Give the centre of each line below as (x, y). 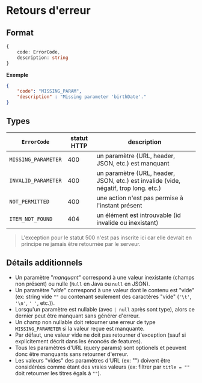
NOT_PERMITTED (29, 201)
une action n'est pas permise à (140, 198)
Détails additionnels (44, 263)
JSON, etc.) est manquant (133, 163)
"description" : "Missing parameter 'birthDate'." (82, 97)
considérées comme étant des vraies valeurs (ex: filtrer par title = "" (103, 367)
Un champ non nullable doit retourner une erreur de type (85, 322)
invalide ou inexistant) (127, 222)
